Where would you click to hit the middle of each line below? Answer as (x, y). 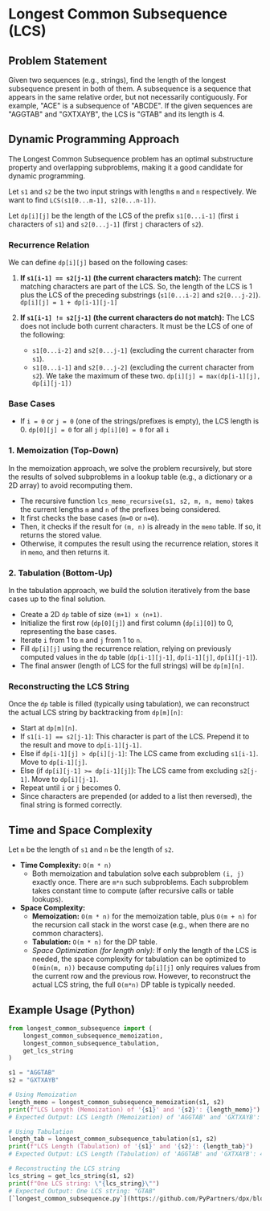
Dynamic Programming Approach (94, 139)
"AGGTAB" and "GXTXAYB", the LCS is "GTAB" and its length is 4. (117, 114)
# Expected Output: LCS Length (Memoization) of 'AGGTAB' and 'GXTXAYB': (135, 1117)
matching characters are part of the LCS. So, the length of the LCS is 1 (136, 287)
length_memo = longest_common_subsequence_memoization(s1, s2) (117, 1102)
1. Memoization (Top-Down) (63, 451)
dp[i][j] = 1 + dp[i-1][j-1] (69, 303)
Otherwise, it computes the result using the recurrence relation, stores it (139, 543)
